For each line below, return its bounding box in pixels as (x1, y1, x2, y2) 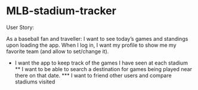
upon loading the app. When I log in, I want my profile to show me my (6, 41, 177, 49)
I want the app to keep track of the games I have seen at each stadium (14, 59, 188, 66)
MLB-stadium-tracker (6, 4, 116, 18)
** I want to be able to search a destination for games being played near (14, 65, 193, 72)
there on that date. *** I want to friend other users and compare (14, 72, 172, 79)
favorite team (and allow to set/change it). (6, 47, 109, 54)
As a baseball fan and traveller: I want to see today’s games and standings (6, 35, 188, 42)
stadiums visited (14, 78, 55, 85)
